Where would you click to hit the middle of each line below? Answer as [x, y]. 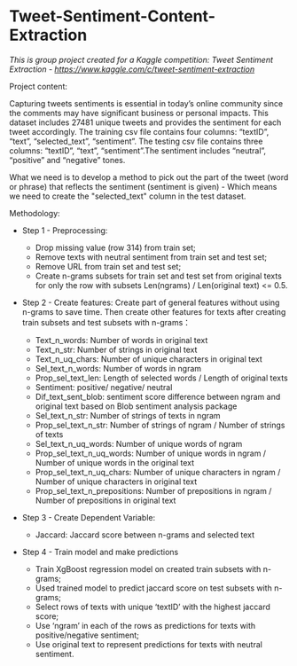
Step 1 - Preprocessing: [65, 230]
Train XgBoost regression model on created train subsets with [148, 568]
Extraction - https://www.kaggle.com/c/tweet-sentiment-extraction [132, 69]
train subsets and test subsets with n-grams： [106, 322]
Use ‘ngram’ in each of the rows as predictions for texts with [145, 625]
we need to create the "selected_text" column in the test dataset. [128, 196]
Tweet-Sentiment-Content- [112, 16]
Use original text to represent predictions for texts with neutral [149, 644]
